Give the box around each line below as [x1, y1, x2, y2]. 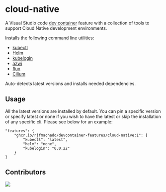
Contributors [5, 168, 46, 177]
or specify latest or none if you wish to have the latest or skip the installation [5, 113, 162, 119]
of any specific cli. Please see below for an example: [5, 118, 113, 125]
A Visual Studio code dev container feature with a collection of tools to [5, 20, 150, 26]
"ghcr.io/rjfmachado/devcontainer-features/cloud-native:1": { [14, 133, 148, 138]
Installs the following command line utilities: [5, 35, 94, 41]
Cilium [12, 71, 26, 77]
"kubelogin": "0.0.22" [23, 146, 70, 151]
